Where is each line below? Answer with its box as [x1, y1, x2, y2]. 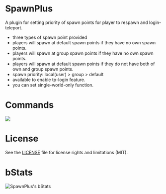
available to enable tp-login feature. [12, 77, 85, 83]
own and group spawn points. [12, 66, 74, 72]
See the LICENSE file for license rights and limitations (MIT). [5, 149, 128, 155]
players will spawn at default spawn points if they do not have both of [12, 61, 155, 67]
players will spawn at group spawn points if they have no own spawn [12, 50, 154, 56]
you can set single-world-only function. [12, 82, 93, 88]
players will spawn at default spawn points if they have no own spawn [12, 39, 156, 45]
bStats [5, 167, 33, 178]
